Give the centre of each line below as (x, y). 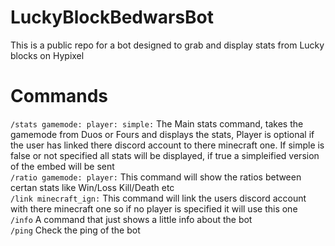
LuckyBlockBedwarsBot (112, 17)
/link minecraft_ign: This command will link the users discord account (158, 198)
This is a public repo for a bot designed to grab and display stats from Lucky (167, 45)
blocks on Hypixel (47, 55)
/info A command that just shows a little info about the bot (131, 219)
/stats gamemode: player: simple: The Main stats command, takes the (157, 123)
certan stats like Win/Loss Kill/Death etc (92, 187)
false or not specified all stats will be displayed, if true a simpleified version (165, 155)
